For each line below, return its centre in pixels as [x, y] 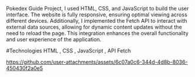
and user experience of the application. [54, 39]
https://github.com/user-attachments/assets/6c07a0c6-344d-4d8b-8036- [97, 62]
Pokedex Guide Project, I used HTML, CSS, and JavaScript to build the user [98, 8]
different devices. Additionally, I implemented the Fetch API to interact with [97, 21]
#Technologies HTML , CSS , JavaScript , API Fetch [69, 51]
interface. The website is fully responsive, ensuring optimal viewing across [97, 15]
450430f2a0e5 [24, 68]
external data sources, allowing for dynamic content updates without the [94, 27]
